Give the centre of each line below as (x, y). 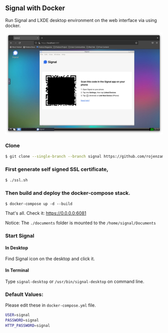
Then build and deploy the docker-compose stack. (68, 193)
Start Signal (20, 236)
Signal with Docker (35, 8)
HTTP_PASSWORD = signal (28, 326)
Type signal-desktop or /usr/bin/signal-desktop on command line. (75, 281)
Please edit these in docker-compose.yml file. (50, 305)
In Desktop (17, 248)
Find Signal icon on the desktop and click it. (50, 259)
